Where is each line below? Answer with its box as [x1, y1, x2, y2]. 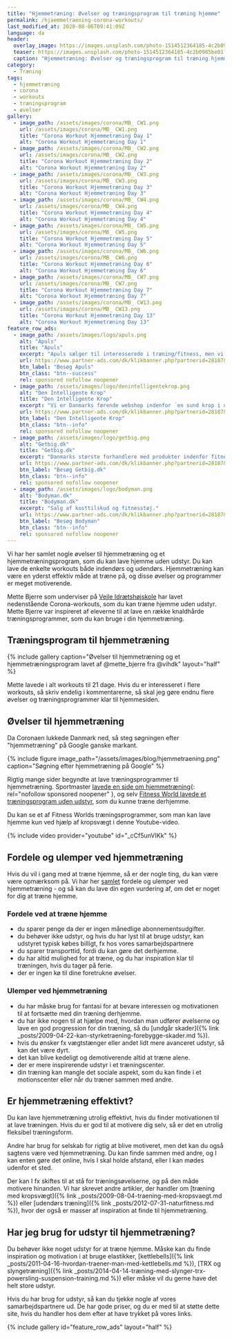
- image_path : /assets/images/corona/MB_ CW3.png [13, 171, 159, 178]
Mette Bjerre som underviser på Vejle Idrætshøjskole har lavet [7, 592, 183, 601]
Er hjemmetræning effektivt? [7, 1095, 133, 1106]
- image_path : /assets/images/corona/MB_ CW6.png [13, 248, 159, 255]
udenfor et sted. [7, 1164, 53, 1172]
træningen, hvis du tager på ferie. [17, 961, 113, 970]
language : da [7, 29, 45, 37]
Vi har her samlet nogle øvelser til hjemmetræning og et [7, 549, 165, 558]
